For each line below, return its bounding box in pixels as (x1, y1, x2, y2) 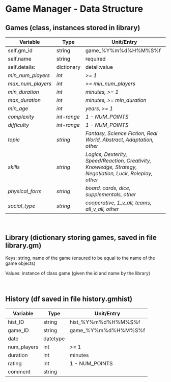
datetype (43, 335, 65, 342)
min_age (8, 105, 28, 112)
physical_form (8, 188, 42, 195)
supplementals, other (85, 191, 136, 198)
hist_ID (8, 318, 24, 325)
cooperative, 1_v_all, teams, (85, 199, 152, 206)
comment (8, 368, 31, 375)
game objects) (5, 260, 36, 266)
